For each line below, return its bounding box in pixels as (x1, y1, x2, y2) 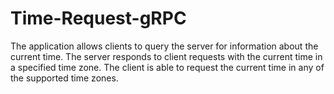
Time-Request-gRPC (10, 7, 187, 30)
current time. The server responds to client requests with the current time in (10, 50, 323, 62)
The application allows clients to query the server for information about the (10, 40, 319, 52)
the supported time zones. (10, 72, 119, 84)
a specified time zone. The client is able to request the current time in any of (10, 61, 325, 73)
